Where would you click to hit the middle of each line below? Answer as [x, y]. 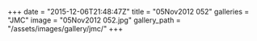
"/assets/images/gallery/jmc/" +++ [65, 29]
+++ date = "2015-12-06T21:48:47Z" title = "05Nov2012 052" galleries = [128, 12]
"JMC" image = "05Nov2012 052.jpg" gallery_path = [94, 20]
